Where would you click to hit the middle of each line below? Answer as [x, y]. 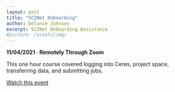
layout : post [23, 12]
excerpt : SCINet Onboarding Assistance [57, 29]
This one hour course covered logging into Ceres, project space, [88, 64]
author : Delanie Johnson [38, 23]
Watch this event [28, 83]
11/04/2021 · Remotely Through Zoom [55, 52]
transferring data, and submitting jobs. [54, 71]
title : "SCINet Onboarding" [42, 18]
